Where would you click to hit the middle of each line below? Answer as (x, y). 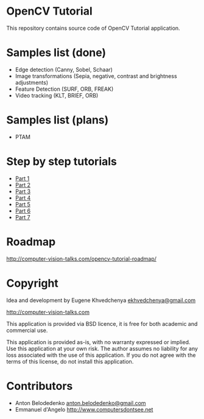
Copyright (33, 283)
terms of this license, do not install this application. (70, 361)
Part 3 (23, 191)
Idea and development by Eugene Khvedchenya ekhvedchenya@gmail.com (101, 300)
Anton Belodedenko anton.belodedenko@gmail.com (80, 403)
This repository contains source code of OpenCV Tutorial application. (93, 28)
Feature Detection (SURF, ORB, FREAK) (64, 89)
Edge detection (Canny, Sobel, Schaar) (64, 69)
